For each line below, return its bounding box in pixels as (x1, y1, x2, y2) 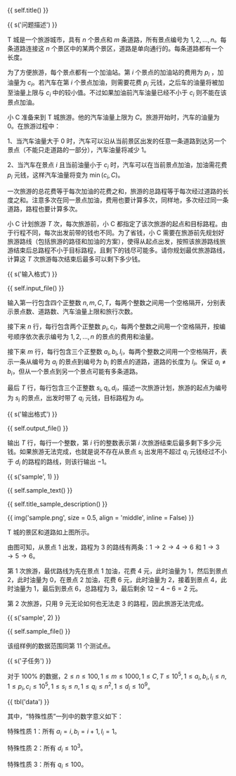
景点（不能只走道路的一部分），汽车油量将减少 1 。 (7, 146, 150, 154)
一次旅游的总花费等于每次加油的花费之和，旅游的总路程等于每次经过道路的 (7, 187, 223, 195)
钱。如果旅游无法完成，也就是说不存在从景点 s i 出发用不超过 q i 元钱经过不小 (7, 447, 227, 457)
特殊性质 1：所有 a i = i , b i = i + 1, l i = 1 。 (7, 727, 121, 737)
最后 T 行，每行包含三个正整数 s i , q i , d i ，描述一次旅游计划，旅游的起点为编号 (7, 383, 228, 393)
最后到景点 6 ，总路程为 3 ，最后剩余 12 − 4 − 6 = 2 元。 (41, 584, 202, 593)
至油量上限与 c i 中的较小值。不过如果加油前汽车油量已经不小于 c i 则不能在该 (7, 88, 227, 98)
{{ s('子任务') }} (7, 657, 51, 665)
